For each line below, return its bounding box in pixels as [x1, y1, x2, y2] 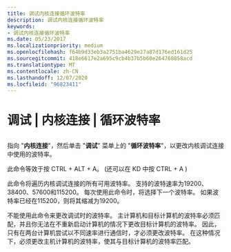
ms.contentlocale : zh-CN [7, 68, 79, 75]
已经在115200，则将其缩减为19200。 [19, 196, 123, 204]
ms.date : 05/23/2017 [7, 36, 67, 43]
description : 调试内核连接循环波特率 [7, 17, 104, 23]
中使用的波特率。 [7, 150, 56, 158]
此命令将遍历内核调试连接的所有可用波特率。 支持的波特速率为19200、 [7, 179, 208, 187]
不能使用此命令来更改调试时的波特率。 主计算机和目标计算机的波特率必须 [7, 211, 214, 220]
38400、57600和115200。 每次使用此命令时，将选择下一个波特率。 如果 [7, 188, 213, 196]
